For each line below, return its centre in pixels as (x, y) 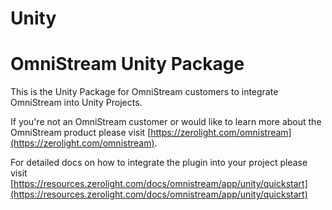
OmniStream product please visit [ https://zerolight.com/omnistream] (151, 133)
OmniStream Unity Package (127, 64)
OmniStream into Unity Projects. (76, 103)
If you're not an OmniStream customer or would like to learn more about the (166, 122)
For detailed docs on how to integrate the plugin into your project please (159, 163)
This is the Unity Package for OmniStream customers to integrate (144, 92)
